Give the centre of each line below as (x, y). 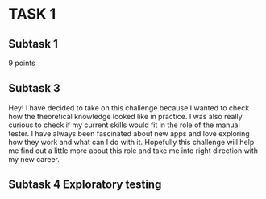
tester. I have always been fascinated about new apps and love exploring (129, 133)
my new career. (34, 159)
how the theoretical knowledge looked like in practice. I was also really (126, 116)
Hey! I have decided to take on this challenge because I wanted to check (129, 108)
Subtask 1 (33, 44)
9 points (22, 63)
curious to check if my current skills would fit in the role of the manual (124, 125)
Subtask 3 (34, 88)
